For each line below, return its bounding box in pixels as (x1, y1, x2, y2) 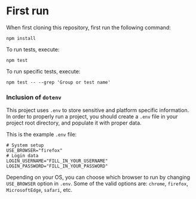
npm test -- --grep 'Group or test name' (6, 79, 111, 85)
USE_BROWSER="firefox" (6, 148, 63, 154)
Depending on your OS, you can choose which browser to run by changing (6, 174, 190, 181)
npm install (6, 35, 36, 41)
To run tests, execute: (6, 46, 60, 53)
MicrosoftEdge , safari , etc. (6, 186, 73, 194)
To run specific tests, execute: (6, 67, 81, 75)
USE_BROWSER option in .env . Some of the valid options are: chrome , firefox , (6, 180, 188, 187)
